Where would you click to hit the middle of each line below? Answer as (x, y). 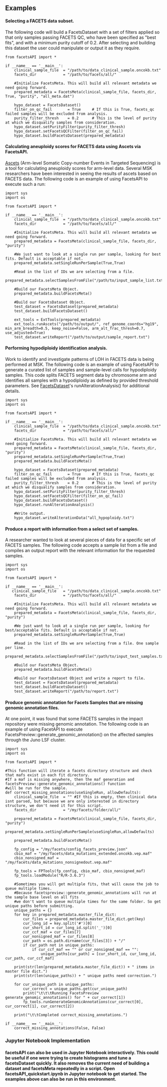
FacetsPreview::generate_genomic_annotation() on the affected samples (79, 735)
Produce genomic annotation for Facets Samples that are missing (74, 702)
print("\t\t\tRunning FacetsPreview (61, 993)
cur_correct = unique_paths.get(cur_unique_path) (75, 989)
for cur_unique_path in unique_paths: (54, 985)
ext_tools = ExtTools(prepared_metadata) (57, 319)
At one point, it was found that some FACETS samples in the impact (74, 719)
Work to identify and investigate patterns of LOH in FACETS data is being (80, 359)
